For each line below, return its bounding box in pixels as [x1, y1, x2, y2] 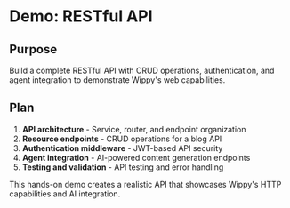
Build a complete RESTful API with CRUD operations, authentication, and [9, 65, 275, 76]
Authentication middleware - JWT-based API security [21, 142, 223, 153]
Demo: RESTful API [9, 6, 153, 27]
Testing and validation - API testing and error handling [21, 162, 224, 172]
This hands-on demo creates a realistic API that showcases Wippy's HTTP [9, 179, 282, 189]
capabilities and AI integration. [9, 188, 121, 199]
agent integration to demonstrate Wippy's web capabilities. [9, 75, 226, 85]
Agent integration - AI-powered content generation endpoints [21, 152, 251, 163]
